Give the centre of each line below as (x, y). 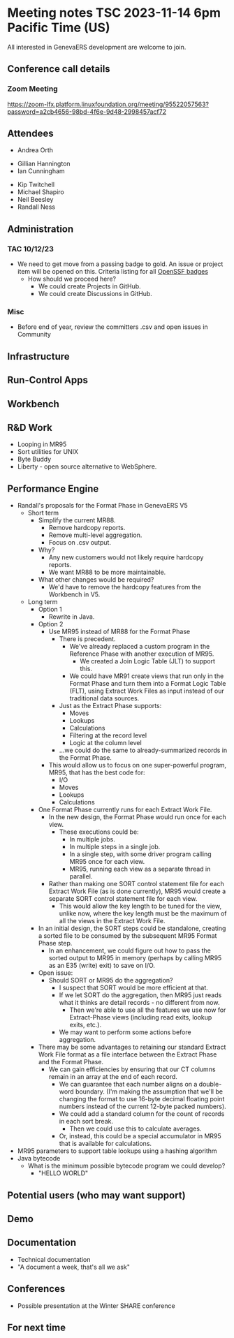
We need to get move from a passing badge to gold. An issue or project (120, 264)
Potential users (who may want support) (97, 1195)
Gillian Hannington (44, 164)
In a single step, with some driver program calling (140, 854)
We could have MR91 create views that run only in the (147, 676)
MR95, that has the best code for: (97, 772)
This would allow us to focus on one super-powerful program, (138, 765)
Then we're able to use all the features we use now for (148, 1010)
